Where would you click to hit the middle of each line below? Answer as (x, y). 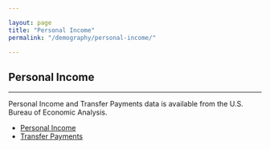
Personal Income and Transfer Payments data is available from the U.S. (126, 104)
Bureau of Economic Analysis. (58, 112)
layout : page (30, 22)
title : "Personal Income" (51, 30)
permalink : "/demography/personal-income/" (82, 38)
